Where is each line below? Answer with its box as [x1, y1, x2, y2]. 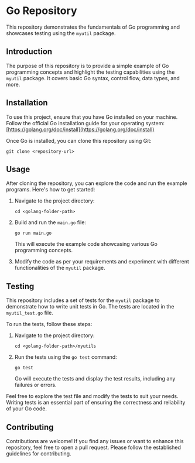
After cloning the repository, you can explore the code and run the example [6, 180, 187, 187]
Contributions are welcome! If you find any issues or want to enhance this [6, 438, 184, 444]
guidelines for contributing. [6, 450, 71, 457]
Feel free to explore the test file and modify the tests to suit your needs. [6, 393, 179, 400]
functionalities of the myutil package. [14, 265, 105, 272]
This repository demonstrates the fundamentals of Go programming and [6, 23, 180, 30]
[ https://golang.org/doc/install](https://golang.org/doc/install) [6, 126, 155, 133]
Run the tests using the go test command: [14, 354, 117, 361]
